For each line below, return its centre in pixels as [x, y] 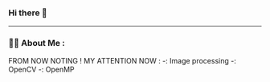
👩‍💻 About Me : [37, 43]
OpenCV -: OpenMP [41, 69]
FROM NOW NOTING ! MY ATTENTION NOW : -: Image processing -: [123, 60]
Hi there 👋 [28, 13]
